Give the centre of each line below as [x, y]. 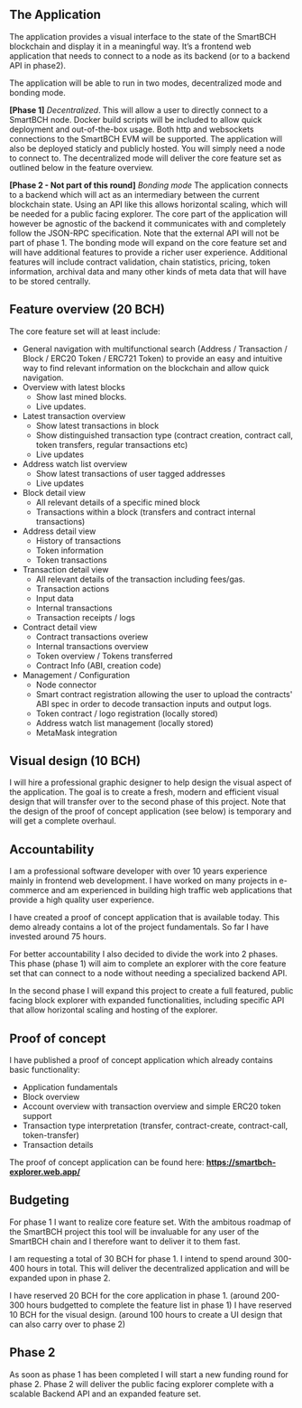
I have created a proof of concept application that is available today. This [145, 918]
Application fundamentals [70, 1087]
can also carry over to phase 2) [68, 1324]
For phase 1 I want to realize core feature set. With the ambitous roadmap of [150, 1222]
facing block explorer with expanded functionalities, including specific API [147, 1001]
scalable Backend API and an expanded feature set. [105, 1394]
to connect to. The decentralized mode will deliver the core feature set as [146, 158]
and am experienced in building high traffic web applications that [172, 890]
